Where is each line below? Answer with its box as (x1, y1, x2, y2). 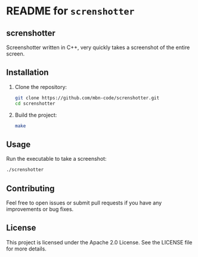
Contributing (6, 183, 55, 194)
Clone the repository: (14, 83, 67, 90)
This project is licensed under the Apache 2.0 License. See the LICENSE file (6, 238, 193, 246)
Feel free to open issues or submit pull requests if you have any (6, 199, 162, 206)
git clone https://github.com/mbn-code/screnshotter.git (14, 94, 160, 101)
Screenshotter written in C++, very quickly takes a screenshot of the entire (6, 44, 190, 51)
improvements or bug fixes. (6, 205, 74, 213)
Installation (6, 68, 49, 78)
